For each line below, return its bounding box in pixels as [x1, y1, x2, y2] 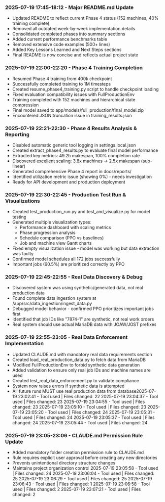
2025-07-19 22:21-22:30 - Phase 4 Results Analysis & [5, 125, 137, 132]
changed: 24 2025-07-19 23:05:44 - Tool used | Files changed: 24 [12, 419, 148, 425]
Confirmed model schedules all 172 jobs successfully [12, 256, 121, 262]
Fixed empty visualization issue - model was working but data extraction [12, 245, 160, 251]
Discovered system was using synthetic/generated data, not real [12, 285, 143, 291]
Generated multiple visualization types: [12, 219, 92, 225]
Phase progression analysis [19, 229, 76, 236]
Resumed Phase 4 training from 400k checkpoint [12, 76, 112, 82]
